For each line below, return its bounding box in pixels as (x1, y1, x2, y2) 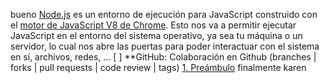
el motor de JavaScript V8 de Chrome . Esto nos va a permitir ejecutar (10, 19, 297, 31)
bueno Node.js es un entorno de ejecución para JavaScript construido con (10, 9, 318, 20)
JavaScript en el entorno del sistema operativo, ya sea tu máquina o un (10, 30, 303, 41)
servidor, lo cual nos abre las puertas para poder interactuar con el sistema (10, 40, 320, 52)
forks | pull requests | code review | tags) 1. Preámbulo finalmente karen (10, 62, 307, 73)
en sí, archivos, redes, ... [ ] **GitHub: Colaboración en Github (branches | (10, 51, 317, 63)
